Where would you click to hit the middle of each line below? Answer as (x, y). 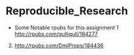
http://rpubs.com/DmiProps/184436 (59, 45)
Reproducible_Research (67, 11)
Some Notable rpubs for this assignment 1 (66, 27)
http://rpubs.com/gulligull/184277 (56, 33)
